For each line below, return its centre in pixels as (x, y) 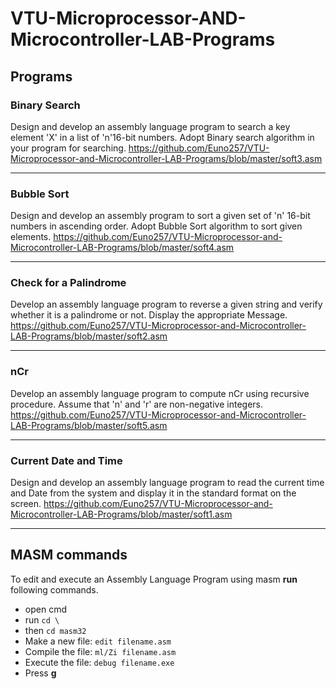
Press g (40, 673)
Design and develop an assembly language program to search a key (150, 126)
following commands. (54, 589)
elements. (31, 237)
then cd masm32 (55, 630)
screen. (26, 504)
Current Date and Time (66, 460)
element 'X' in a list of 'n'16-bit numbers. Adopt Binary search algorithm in (162, 137)
